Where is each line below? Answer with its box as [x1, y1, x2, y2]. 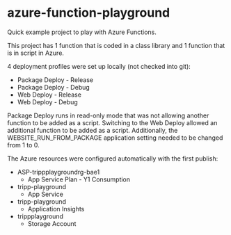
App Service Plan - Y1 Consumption [27, 175, 131, 184]
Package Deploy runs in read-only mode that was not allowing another [7, 111, 209, 120]
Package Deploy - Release [17, 75, 94, 84]
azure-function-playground [7, 5, 170, 21]
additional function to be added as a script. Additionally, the [7, 126, 178, 134]
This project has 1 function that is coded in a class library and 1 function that [7, 41, 225, 49]
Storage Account [27, 219, 77, 227]
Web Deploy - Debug [17, 97, 78, 106]
